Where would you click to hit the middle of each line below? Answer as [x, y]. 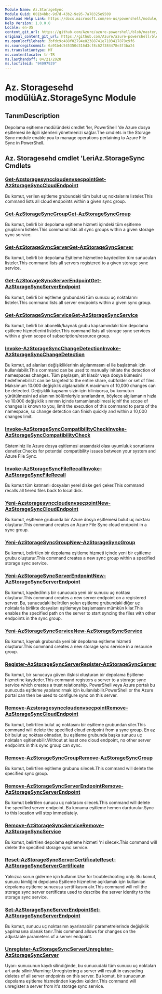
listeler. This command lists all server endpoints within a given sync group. [78, 302]
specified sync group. [27, 773]
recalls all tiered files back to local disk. [44, 490]
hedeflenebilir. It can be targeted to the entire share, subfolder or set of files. [80, 381]
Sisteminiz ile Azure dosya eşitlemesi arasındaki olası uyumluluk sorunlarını [80, 446]
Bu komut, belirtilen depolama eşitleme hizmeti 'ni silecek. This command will [81, 842]
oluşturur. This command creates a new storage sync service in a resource [79, 647]
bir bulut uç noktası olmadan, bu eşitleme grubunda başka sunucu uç [74, 735]
